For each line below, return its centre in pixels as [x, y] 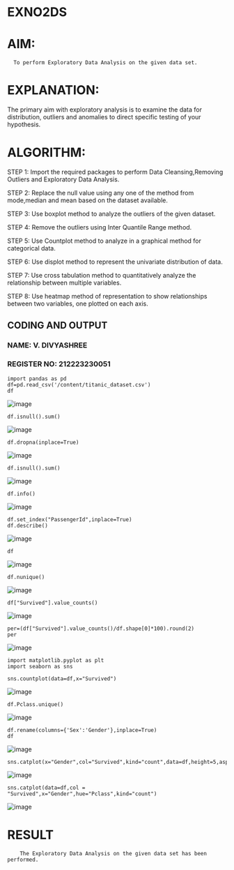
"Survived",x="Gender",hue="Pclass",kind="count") [82, 794]
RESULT [31, 835]
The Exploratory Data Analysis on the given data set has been [114, 853]
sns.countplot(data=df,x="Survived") [62, 678]
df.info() [22, 494]
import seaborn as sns [40, 666]
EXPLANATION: [53, 90]
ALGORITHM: [46, 152]
